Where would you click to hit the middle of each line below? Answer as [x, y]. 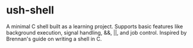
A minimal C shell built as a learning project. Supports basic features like [94, 26]
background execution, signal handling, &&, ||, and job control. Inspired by [96, 32]
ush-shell [30, 10]
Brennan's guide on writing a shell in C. [54, 39]
